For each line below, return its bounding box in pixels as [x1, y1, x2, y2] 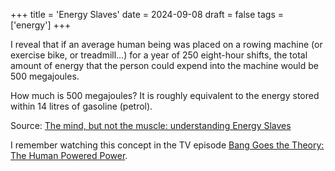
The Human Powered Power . [10, 150, 128, 161]
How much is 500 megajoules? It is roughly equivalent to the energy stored [10, 90, 320, 101]
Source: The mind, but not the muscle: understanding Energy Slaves [10, 120, 292, 131]
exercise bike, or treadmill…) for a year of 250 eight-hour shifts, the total [10, 49, 308, 61]
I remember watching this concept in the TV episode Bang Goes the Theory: [10, 139, 325, 151]
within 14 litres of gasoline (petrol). [10, 100, 153, 112]
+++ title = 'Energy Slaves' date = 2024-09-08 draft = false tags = [10, 9, 285, 20]
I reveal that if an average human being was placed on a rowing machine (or [10, 39, 323, 50]
